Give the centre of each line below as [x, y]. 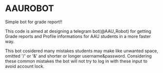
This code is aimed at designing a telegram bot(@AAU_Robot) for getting [78, 31]
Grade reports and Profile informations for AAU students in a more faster [78, 36]
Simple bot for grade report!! [34, 22]
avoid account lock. [25, 66]
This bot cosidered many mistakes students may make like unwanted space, [82, 51]
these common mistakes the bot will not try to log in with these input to [76, 61]
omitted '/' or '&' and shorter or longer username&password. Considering [79, 56]
